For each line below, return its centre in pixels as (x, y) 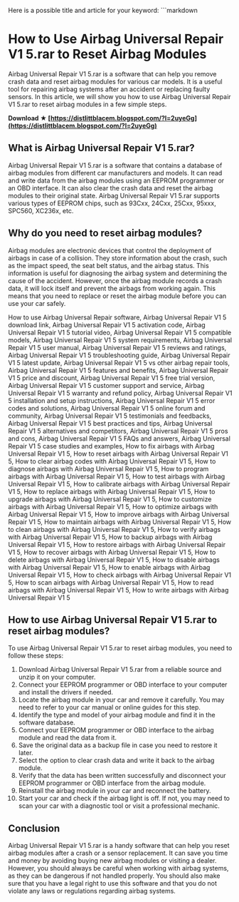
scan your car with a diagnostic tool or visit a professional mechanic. (119, 806)
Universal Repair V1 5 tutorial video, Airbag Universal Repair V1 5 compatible (120, 332)
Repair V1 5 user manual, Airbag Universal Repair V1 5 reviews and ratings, (117, 347)
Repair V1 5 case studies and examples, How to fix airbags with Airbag (112, 446)
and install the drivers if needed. (65, 692)
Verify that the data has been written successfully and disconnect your (122, 776)
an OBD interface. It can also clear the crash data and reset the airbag (111, 188)
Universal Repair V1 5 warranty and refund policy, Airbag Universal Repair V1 (120, 393)
